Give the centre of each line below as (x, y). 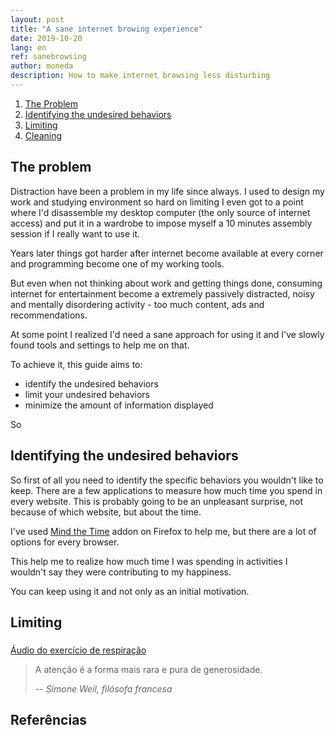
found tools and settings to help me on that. (100, 345)
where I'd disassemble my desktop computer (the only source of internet (160, 212)
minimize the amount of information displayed (119, 405)
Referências (49, 720)
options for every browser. (65, 542)
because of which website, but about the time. (106, 512)
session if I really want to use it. (75, 233)
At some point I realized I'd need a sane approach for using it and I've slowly (167, 334)
